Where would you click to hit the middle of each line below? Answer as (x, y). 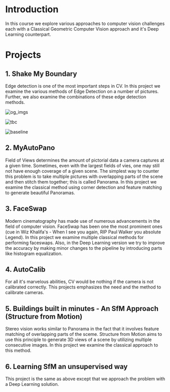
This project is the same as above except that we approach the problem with (85, 379)
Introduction (32, 9)
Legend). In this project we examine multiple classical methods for (74, 237)
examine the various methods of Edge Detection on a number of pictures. (82, 91)
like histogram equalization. (34, 253)
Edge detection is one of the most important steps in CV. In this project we (83, 86)
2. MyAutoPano (30, 148)
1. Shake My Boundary (41, 74)
